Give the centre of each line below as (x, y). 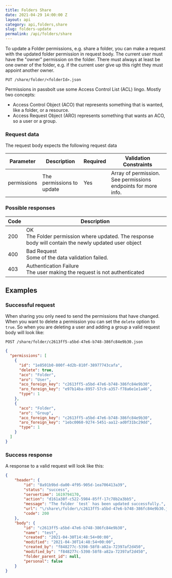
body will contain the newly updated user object (84, 243)
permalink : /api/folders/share (39, 34)
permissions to (60, 183)
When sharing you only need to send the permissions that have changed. (82, 316)
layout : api (18, 20)
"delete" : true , (36, 370)
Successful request (30, 305)
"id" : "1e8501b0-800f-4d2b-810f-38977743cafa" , (71, 365)
